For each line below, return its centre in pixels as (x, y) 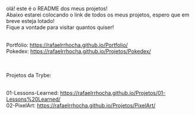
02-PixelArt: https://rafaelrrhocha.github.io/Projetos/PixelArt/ (81, 105)
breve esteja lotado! (30, 21)
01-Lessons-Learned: (32, 93)
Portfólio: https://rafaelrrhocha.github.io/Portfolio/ (67, 45)
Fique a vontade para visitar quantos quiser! (60, 27)
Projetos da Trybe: (29, 75)
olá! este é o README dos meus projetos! (57, 9)
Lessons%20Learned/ (33, 99)
